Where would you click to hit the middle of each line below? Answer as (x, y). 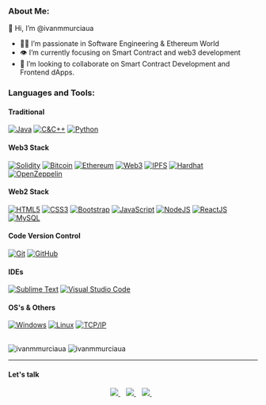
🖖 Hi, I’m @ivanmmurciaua (51, 29)
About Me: (29, 11)
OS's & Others (32, 308)
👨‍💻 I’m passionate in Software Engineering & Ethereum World (120, 44)
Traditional (27, 112)
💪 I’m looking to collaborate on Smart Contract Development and (125, 64)
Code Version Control (44, 236)
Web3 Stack (29, 147)
